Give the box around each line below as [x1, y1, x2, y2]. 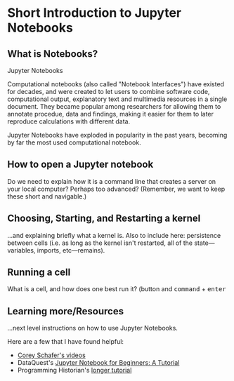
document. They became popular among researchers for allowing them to [7, 102, 221, 110]
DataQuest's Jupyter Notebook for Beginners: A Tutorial [17, 359, 180, 367]
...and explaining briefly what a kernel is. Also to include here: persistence [7, 231, 221, 239]
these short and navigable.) [7, 192, 87, 201]
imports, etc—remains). [37, 246, 105, 254]
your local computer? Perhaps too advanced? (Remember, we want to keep [7, 185, 226, 193]
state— [194, 239, 215, 247]
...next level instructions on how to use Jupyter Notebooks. [7, 324, 178, 333]
